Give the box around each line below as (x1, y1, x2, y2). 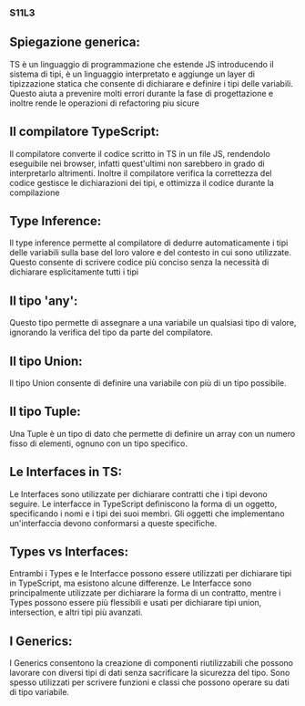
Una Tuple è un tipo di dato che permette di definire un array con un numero (9, 428, 296, 439)
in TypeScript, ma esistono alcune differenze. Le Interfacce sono (9, 577, 252, 589)
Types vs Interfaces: (9, 545, 129, 559)
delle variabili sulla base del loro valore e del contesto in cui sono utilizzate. (9, 247, 291, 258)
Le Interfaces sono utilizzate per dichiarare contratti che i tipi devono (9, 488, 268, 499)
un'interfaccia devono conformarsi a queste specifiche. (9, 517, 218, 528)
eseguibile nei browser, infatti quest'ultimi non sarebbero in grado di (9, 158, 266, 169)
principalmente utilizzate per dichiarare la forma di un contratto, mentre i (9, 587, 281, 598)
